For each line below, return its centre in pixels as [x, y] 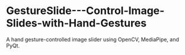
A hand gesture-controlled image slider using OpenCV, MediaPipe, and [93, 39]
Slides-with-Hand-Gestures [76, 23]
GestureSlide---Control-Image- [85, 11]
